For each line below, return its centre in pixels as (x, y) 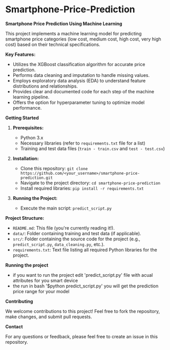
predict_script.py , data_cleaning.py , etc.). (59, 244)
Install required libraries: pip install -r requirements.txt (82, 188)
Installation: (26, 158)
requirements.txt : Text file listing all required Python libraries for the (85, 250)
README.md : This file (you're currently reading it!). (64, 228)
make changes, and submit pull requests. (49, 317)
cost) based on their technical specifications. (53, 44)
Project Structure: (25, 218)
